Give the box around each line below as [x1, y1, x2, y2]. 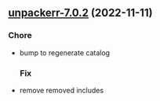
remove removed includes [19, 85, 104, 95]
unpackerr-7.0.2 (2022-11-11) [8, 6, 153, 20]
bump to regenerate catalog [19, 47, 111, 58]
